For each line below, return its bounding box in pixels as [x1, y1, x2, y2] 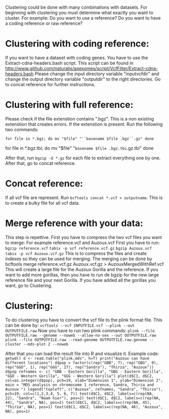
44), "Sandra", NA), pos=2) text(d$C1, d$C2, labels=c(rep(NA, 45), [5, 400, 152, 405]
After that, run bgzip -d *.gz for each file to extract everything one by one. [5, 155, 161, 161]
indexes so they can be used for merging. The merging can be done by [5, 256, 152, 262]
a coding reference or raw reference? [5, 20, 83, 26]
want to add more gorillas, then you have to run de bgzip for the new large [5, 272, 159, 278]
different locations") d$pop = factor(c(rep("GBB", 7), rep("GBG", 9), [5, 360, 158, 365]
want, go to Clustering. [5, 282, 53, 288]
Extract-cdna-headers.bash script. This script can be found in [5, 60, 134, 66]
